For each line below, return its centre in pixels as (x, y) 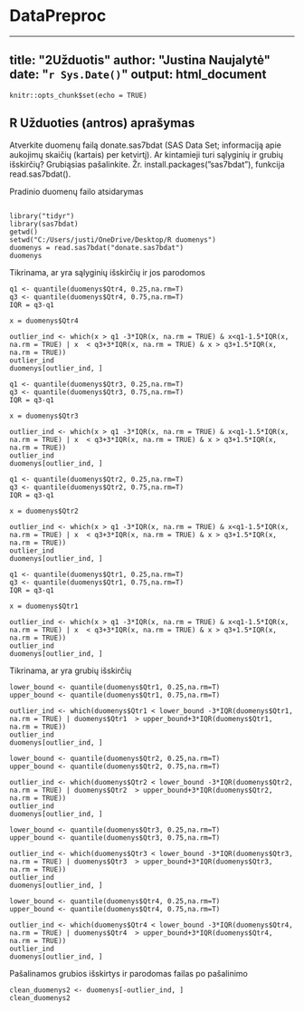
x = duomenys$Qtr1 (44, 606)
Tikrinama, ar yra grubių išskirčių (71, 670)
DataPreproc (58, 16)
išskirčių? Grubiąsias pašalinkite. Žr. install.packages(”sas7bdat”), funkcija (147, 164)
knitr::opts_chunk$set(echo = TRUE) (78, 95)
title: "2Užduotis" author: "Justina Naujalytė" (140, 60)
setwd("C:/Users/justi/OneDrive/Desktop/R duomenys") (113, 240)
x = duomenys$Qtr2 (44, 511)
